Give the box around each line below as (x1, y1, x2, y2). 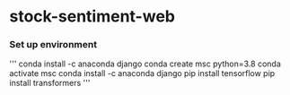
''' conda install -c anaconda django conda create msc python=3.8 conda (9, 58, 281, 69)
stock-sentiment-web (9, 6, 175, 27)
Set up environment (9, 39, 97, 51)
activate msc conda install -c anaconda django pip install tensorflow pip (9, 68, 276, 79)
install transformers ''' (9, 78, 91, 89)
